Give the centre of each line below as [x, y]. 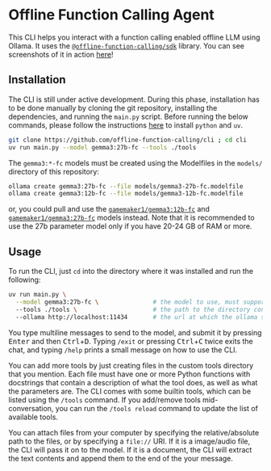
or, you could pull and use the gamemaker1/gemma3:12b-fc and [109, 209]
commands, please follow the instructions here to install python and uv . [126, 125]
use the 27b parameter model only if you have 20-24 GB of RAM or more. [130, 226]
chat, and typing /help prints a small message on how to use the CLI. [123, 350]
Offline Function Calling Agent [112, 15]
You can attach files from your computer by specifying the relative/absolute [134, 432]
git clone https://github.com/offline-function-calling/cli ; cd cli [128, 140]
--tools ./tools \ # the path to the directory [133, 309]
